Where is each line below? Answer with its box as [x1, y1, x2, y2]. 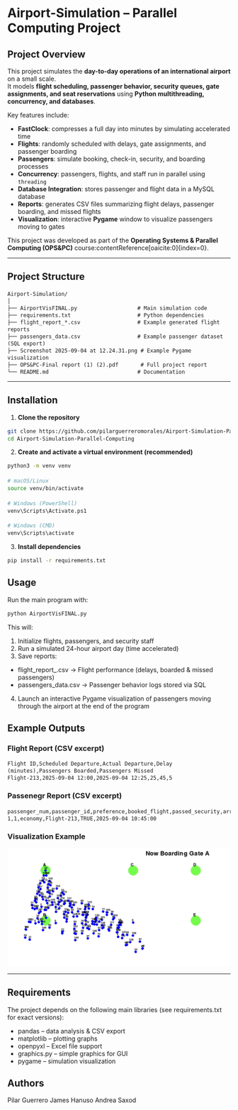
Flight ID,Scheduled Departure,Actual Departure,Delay [7, 760, 173, 768]
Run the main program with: [7, 595, 89, 604]
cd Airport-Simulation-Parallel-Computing [7, 435, 135, 442]
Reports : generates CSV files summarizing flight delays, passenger [17, 200, 215, 208]
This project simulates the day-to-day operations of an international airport [7, 67, 231, 75]
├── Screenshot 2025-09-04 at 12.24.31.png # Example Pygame [7, 347, 192, 354]
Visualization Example [7, 831, 86, 841]
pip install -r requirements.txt [7, 557, 106, 565]
